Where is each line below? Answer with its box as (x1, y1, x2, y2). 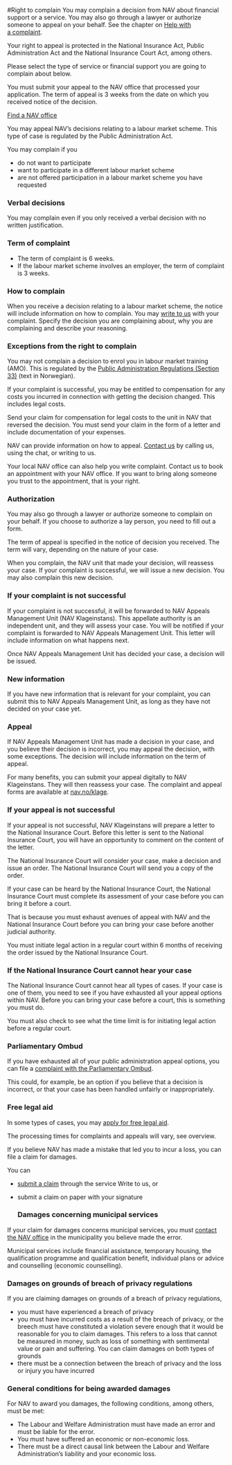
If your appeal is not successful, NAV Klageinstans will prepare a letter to (7, 821, 215, 829)
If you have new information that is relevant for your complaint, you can (7, 690, 211, 698)
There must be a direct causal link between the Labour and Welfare (17, 1442, 210, 1450)
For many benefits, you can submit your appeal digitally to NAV (7, 773, 187, 781)
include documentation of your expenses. (7, 428, 126, 436)
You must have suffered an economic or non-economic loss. (17, 1435, 190, 1444)
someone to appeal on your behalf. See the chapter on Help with (7, 21, 192, 28)
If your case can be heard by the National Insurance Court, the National (7, 885, 211, 893)
